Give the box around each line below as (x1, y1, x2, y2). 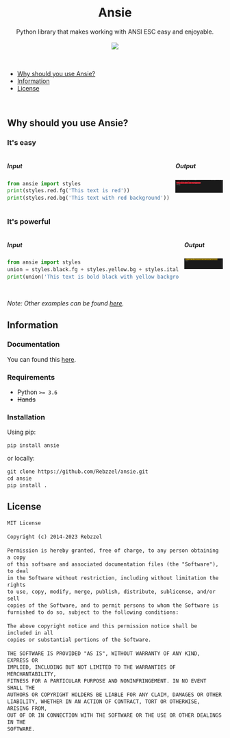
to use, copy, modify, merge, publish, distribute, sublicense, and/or (7, 588, 216, 595)
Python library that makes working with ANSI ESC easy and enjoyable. (16, 27, 214, 36)
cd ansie (7, 475, 32, 482)
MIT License (7, 520, 41, 527)
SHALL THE (7, 684, 36, 691)
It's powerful (7, 217, 51, 227)
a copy (7, 554, 26, 561)
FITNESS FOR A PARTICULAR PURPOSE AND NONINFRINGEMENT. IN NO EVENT (7, 678, 207, 684)
